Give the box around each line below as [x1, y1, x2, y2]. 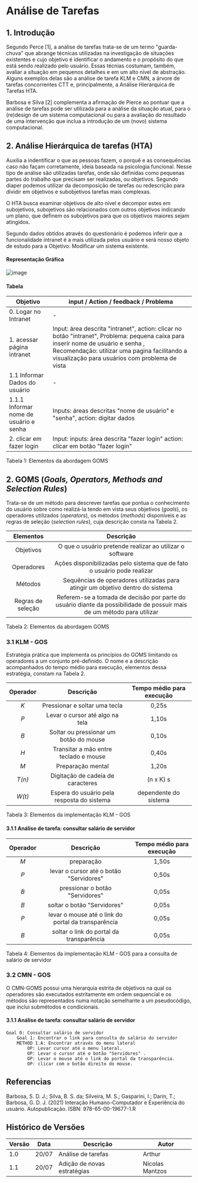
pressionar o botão [59, 884, 112, 892]
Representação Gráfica [6, 256, 64, 263]
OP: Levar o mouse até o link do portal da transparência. [27, 1056, 176, 1062]
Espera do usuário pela [50, 789, 115, 797]
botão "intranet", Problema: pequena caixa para [52, 332, 184, 341]
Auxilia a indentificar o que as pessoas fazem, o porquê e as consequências [6, 157, 191, 164]
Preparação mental [55, 762, 109, 770]
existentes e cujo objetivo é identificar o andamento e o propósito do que [6, 56, 184, 63]
